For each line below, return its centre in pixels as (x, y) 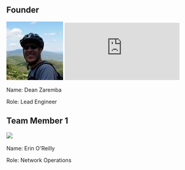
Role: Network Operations (39, 160)
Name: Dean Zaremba (34, 90)
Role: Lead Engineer (32, 102)
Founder (23, 10)
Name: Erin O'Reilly (31, 148)
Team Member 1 (37, 121)
